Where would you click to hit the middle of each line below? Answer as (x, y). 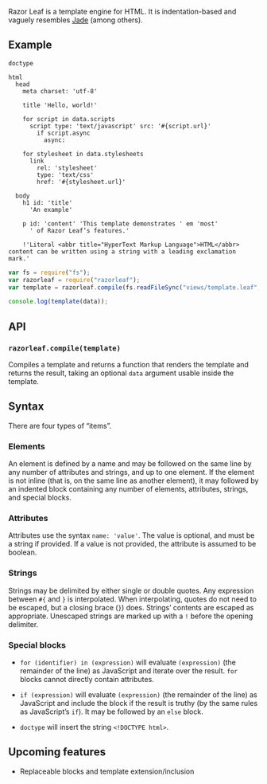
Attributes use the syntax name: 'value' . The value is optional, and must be (132, 535)
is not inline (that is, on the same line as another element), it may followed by (133, 480)
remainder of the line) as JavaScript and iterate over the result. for (129, 671)
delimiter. (23, 624)
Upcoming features (57, 752)
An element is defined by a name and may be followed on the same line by (130, 464)
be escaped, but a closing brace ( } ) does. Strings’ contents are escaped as (131, 607)
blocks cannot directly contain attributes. (87, 679)
